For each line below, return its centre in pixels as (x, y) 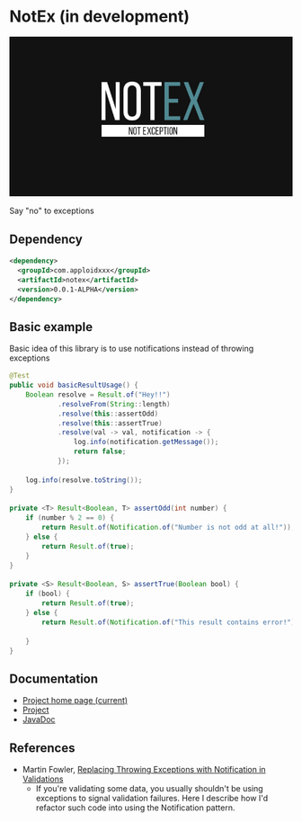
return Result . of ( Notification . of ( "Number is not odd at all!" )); (169, 528)
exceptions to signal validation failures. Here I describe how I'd (152, 799)
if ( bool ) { (48, 594)
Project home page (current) (75, 701)
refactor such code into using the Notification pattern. (135, 808)
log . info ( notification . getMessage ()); (146, 442)
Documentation (54, 679)
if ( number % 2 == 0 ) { (70, 518)
